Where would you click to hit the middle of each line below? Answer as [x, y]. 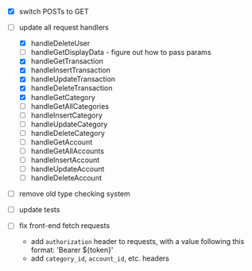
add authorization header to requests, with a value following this [138, 242]
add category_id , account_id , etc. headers [100, 258]
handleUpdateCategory [69, 124]
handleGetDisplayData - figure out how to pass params [121, 52]
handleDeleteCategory [68, 133]
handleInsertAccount [65, 160]
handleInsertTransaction [70, 70]
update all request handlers [64, 28]
